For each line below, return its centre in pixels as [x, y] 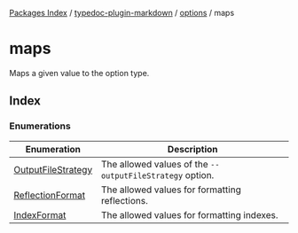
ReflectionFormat [50, 195]
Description [193, 149]
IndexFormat [40, 214]
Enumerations [40, 126]
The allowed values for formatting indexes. [189, 214]
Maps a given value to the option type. [79, 73]
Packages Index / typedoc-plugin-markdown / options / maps [122, 13]
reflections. [124, 200]
